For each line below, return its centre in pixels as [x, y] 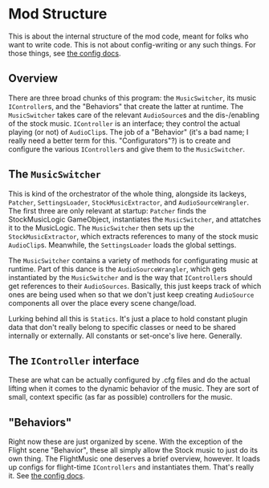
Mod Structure [58, 14]
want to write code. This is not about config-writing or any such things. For [132, 44]
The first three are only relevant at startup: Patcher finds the [108, 210]
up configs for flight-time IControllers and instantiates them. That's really [131, 467]
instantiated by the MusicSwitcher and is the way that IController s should [130, 277]
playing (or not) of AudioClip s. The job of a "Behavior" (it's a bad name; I [128, 132]
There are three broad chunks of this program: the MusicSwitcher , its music [132, 98]
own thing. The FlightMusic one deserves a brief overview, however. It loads [134, 459]
